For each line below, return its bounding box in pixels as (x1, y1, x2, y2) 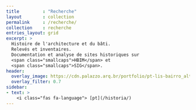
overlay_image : (11, 73, 48, 79)
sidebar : (6, 84, 27, 90)
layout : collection (6, 14, 75, 20)
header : (6, 68, 25, 74)
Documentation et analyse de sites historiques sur (11, 52, 140, 58)
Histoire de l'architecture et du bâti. (11, 41, 111, 47)
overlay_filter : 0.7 (11, 79, 61, 85)
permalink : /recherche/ (6, 19, 77, 25)
